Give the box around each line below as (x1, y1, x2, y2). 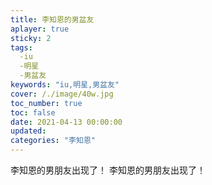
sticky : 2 (10, 33, 52, 43)
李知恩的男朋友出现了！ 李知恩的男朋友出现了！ (10, 164, 206, 176)
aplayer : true (10, 24, 70, 34)
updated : (10, 126, 47, 136)
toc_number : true (10, 98, 83, 108)
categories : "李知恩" (10, 136, 96, 146)
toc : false (10, 107, 56, 118)
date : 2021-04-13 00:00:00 (10, 117, 123, 127)
